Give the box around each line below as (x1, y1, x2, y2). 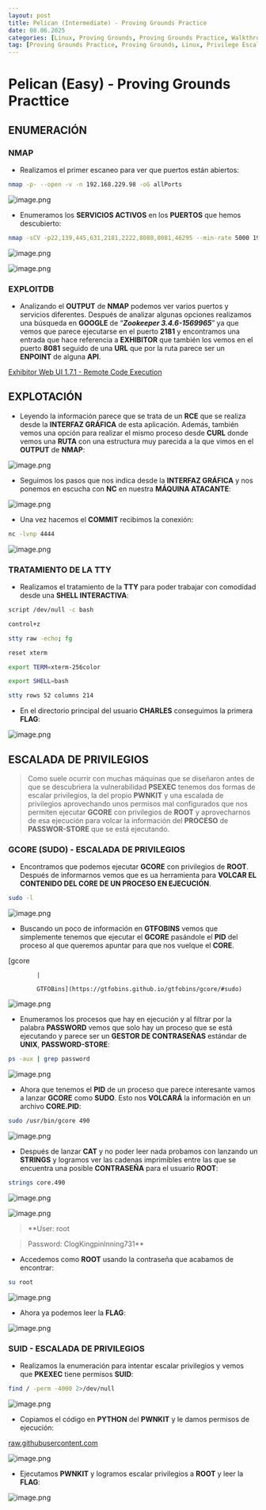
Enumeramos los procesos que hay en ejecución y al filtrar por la (19, 1015, 232, 1024)
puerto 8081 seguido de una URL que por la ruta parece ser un (19, 344, 226, 353)
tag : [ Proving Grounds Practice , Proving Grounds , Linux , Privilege (8, 41, 239, 49)
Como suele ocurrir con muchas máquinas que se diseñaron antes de (27, 773, 255, 783)
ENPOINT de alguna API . (19, 352, 101, 361)
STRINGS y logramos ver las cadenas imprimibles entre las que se (19, 1154, 237, 1165)
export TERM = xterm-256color (8, 663, 101, 671)
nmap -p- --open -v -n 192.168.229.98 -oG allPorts (8, 181, 182, 189)
